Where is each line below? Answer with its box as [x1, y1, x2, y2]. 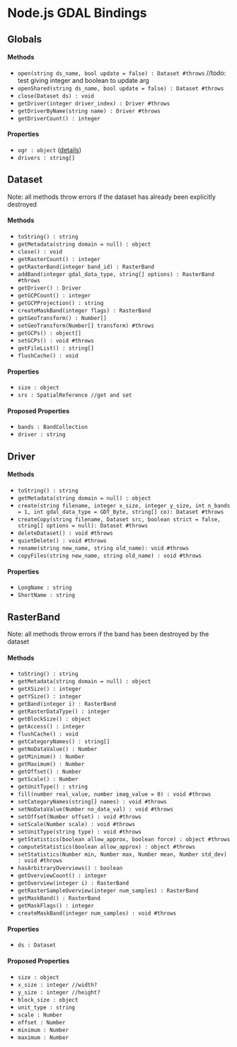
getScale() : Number [17, 776, 79, 783]
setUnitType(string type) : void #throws [17, 828, 141, 836]
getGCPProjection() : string [17, 299, 104, 307]
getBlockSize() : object [17, 716, 91, 723]
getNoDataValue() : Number [17, 745, 98, 753]
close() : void [17, 248, 63, 256]
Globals [7, 33, 42, 45]
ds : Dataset [17, 942, 57, 949]
